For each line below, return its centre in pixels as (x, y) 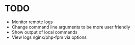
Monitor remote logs (32, 22)
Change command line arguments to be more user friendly (71, 27)
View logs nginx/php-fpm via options (49, 37)
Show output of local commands (44, 32)
